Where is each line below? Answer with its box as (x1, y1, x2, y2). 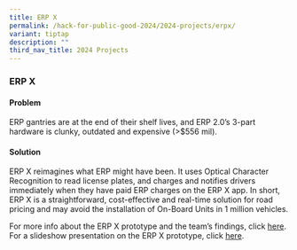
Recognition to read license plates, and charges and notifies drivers (9, 176, 256, 186)
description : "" (9, 37, 69, 47)
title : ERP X (9, 12, 58, 22)
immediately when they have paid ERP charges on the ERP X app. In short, (9, 185, 281, 196)
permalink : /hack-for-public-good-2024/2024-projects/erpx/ (9, 21, 237, 30)
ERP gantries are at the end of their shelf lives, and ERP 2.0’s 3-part (9, 117, 256, 128)
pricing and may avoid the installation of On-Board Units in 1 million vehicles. (9, 204, 289, 215)
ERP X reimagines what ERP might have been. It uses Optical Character (9, 166, 270, 177)
